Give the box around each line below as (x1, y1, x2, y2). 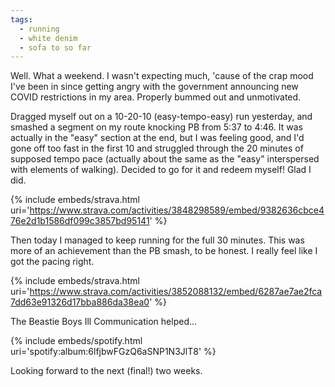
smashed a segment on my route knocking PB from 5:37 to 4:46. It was (10, 121, 303, 133)
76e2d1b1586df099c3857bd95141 (10, 215, 150, 227)
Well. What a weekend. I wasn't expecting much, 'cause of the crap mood (10, 70, 314, 82)
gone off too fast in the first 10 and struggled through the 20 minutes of (10, 142, 304, 155)
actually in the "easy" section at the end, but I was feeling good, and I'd (10, 132, 305, 144)
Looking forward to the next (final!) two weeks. (10, 365, 203, 377)
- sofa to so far (19, 42, 92, 53)
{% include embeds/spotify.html (10, 335, 143, 347)
